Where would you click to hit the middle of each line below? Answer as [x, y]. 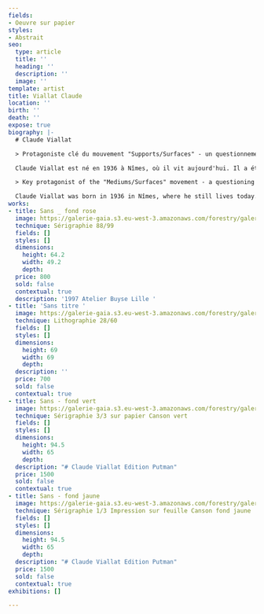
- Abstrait [26, 37]
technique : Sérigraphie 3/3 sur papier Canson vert [102, 416]
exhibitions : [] [35, 591]
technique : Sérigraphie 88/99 [64, 226]
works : [19, 204]
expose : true [29, 125]
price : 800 [33, 277]
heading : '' [35, 67]
